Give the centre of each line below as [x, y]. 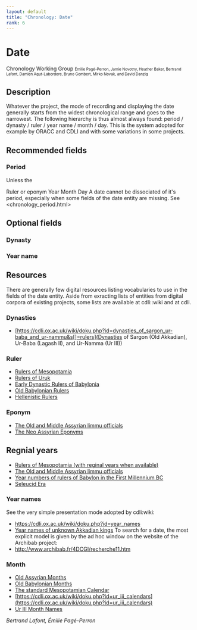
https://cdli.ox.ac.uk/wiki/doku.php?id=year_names [78, 523]
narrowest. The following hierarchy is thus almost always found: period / [95, 119]
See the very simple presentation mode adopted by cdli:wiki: [80, 512]
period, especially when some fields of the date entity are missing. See [93, 198]
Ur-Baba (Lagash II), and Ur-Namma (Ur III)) [68, 344]
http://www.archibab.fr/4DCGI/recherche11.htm [73, 549]
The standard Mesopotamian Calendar [62, 590]
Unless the [19, 180]
